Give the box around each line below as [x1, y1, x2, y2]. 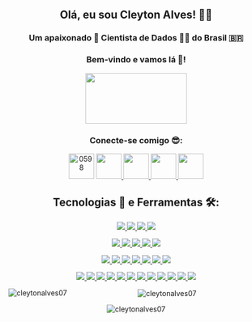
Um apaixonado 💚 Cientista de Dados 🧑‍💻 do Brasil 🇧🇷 [28, 32, 244, 44]
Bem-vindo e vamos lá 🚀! [86, 54, 186, 66]
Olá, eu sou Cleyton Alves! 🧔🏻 [59, 8, 213, 22]
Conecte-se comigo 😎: [89, 134, 183, 146]
